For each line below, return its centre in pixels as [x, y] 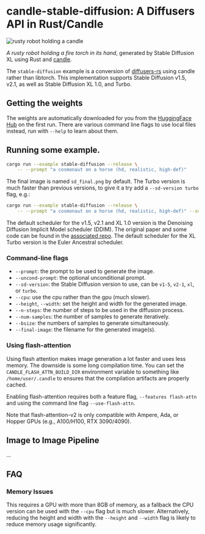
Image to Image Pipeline [53, 440]
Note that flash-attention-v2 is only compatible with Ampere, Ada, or [92, 415]
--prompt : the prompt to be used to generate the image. [85, 271]
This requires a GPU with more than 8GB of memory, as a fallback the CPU [100, 505]
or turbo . [26, 291]
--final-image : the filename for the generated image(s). [85, 330]
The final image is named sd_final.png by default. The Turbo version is [96, 182]
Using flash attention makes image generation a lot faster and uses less [96, 358]
